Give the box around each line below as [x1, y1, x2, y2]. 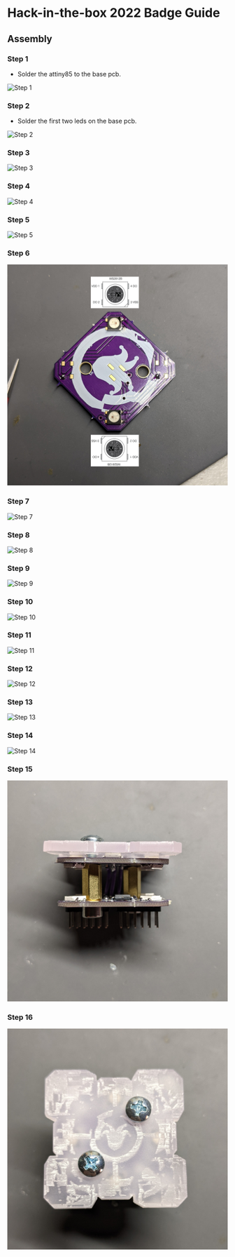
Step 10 [7, 597, 34, 607]
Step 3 [7, 148, 30, 158]
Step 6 [7, 248, 30, 257]
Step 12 [7, 664, 33, 673]
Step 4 [7, 181, 30, 191]
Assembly [7, 33, 52, 45]
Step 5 [7, 215, 30, 224]
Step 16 [7, 1012, 34, 1022]
